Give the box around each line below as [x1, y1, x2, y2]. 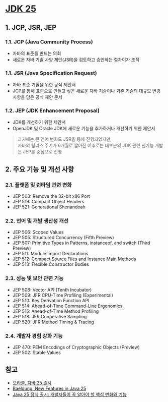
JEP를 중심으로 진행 [23, 149, 62, 155]
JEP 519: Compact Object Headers [12, 199, 85, 205]
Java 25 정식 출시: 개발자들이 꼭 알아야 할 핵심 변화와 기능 [12, 391, 127, 397]
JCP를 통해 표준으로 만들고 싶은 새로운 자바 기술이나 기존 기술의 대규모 [12, 88, 151, 94]
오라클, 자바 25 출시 [12, 379, 52, 386]
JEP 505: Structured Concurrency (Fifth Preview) [12, 235, 114, 241]
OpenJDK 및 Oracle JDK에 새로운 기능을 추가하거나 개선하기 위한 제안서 [12, 126, 155, 132]
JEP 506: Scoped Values [12, 229, 64, 235]
